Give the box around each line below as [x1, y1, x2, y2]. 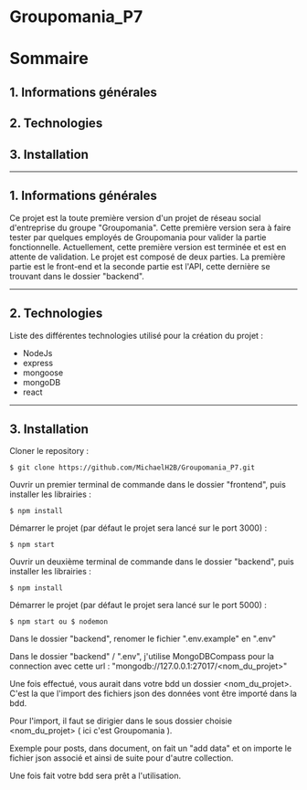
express [22, 357, 53, 368]
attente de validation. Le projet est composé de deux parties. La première [9, 251, 286, 262]
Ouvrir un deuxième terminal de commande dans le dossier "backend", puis [9, 556, 294, 567]
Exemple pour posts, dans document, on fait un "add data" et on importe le [9, 743, 292, 754]
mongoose [22, 367, 64, 378]
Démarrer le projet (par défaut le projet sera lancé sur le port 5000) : [9, 600, 268, 611]
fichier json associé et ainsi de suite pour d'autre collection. [9, 753, 234, 764]
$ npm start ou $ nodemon [9, 617, 108, 627]
